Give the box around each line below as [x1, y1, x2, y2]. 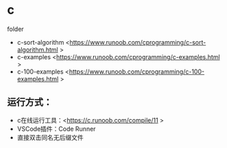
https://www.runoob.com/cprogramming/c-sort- [69, 38, 206, 46]
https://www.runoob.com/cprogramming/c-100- [69, 67, 204, 76]
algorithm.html [16, 45, 58, 54]
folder [7, 25, 24, 33]
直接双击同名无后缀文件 [16, 133, 84, 141]
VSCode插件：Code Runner [16, 125, 96, 133]
